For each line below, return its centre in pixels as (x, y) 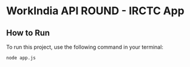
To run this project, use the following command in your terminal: (85, 47)
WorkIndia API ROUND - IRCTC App (95, 11)
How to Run (28, 33)
